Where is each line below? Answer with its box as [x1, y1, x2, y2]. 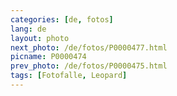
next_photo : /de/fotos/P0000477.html [10, 42, 168, 53]
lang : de [10, 24, 47, 34]
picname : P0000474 [10, 52, 87, 62]
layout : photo [10, 33, 70, 43]
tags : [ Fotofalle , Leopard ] [10, 71, 128, 81]
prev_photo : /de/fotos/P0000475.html [10, 61, 168, 71]
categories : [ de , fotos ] [10, 14, 114, 25]
